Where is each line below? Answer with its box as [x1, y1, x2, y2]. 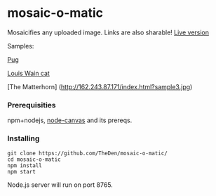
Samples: [7, 41, 34, 50]
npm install [7, 162, 42, 169]
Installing [7, 133, 40, 143]
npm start [7, 168, 36, 175]
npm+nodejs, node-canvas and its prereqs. [7, 116, 133, 124]
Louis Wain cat [7, 69, 50, 77]
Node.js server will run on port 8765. [7, 181, 114, 189]
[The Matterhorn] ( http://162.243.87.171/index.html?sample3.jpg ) [7, 82, 193, 91]
